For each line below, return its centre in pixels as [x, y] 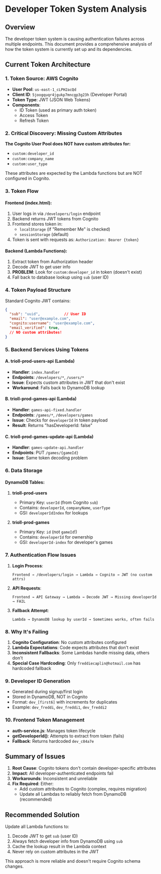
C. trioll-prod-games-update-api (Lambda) [49, 436]
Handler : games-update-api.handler [48, 448]
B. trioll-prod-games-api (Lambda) [41, 399]
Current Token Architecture [48, 65]
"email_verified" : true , [35, 328]
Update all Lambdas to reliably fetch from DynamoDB [73, 794]
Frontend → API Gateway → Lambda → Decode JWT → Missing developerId [84, 597]
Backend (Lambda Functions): [36, 251]
